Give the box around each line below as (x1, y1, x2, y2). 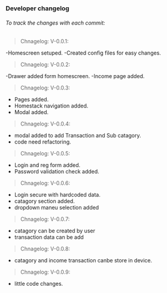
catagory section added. (14, 198, 75, 205)
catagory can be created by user (14, 227, 95, 235)
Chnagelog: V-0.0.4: (20, 120, 71, 127)
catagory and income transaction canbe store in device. (14, 257, 153, 264)
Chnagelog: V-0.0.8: (20, 245, 70, 253)
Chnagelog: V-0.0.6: (20, 180, 70, 187)
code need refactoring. (14, 138, 71, 145)
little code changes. (14, 280, 63, 288)
